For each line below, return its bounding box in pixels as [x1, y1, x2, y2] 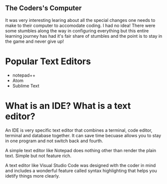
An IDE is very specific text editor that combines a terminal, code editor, [5, 127, 153, 133]
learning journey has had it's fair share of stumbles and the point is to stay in [5, 33, 163, 39]
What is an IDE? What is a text [5, 100, 131, 111]
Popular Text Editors [5, 56, 91, 67]
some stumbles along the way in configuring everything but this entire [5, 27, 149, 34]
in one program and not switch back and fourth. [5, 138, 103, 144]
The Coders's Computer [5, 4, 82, 12]
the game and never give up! [5, 38, 64, 44]
